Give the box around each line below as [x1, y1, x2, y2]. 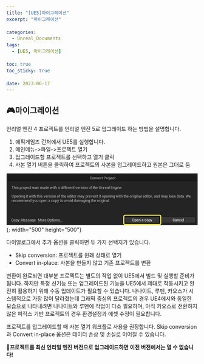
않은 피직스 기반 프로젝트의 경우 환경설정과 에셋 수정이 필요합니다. [6, 310, 162, 317]
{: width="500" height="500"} [6, 226, 82, 233]
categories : [6, 29, 36, 35]
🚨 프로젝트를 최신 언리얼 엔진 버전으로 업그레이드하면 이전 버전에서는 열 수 [6, 343, 178, 351]
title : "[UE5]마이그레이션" [6, 10, 70, 16]
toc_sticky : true [6, 68, 50, 74]
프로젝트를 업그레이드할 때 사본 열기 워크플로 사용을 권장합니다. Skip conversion [6, 323, 197, 330]
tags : [6, 42, 20, 48]
